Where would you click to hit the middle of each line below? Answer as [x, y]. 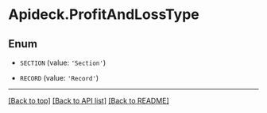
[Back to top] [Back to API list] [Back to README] [89, 101]
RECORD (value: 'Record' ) [59, 78]
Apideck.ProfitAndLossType [104, 15]
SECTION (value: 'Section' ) [62, 62]
